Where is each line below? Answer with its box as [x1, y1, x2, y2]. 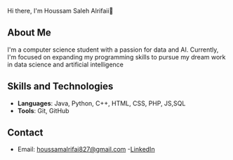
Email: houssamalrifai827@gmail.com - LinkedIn [17, 145, 156, 154]
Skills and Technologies [7, 80, 114, 92]
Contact [7, 126, 44, 139]
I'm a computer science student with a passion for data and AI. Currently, [7, 45, 219, 54]
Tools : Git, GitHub [17, 106, 69, 115]
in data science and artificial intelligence [7, 60, 124, 68]
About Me [7, 27, 51, 38]
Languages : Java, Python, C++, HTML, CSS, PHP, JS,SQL [17, 99, 186, 108]
